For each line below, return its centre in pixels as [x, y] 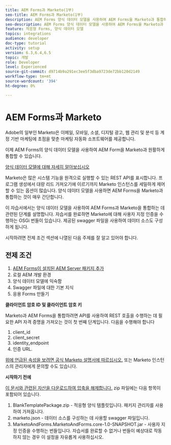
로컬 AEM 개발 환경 [32, 275]
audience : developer [27, 39]
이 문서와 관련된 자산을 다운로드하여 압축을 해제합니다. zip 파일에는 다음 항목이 [83, 388]
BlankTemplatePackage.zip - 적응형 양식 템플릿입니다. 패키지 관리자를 [83, 405]
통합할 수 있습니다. [24, 156]
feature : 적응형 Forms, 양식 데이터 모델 [45, 29]
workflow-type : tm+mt [28, 77]
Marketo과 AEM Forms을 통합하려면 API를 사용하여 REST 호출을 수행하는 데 [81, 316]
